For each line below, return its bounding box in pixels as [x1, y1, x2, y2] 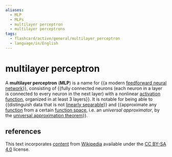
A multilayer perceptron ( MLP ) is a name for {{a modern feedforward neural [5, 80, 167, 86]
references [5, 127, 41, 136]
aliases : [5, 7, 24, 13]
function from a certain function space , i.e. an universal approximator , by [5, 107, 160, 113]
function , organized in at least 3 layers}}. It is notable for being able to [5, 96, 153, 102]
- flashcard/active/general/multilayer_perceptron [10, 36, 120, 41]
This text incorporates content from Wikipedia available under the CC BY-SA [5, 141, 166, 147]
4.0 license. [5, 146, 30, 152]
